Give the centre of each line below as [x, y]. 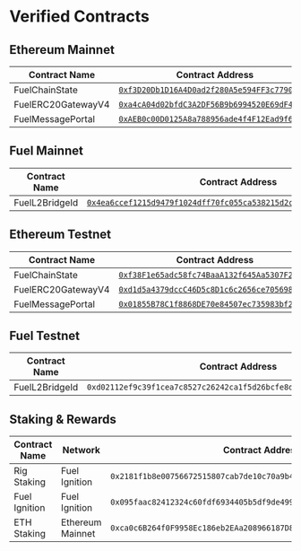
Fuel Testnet [45, 336]
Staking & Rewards [63, 419]
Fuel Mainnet [46, 151]
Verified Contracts [79, 17]
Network [81, 450]
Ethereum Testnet [60, 235]
